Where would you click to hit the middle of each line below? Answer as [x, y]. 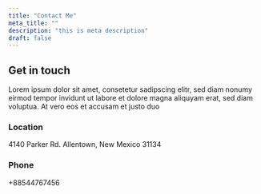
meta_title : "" [34, 23]
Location [26, 127]
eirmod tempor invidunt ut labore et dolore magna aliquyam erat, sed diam [131, 98]
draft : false [30, 38]
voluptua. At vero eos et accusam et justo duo [84, 107]
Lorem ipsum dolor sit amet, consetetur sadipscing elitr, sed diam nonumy [130, 89]
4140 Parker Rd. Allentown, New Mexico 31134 [85, 145]
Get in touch [39, 70]
